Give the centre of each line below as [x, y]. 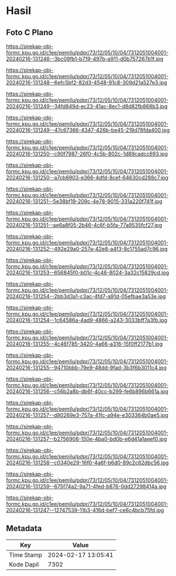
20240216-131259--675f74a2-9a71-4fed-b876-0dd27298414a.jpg [86, 486]
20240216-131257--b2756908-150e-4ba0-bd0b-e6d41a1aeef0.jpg [87, 439]
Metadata [24, 528]
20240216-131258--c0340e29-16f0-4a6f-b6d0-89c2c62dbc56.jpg [87, 463]
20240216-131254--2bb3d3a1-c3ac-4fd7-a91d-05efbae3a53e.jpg [86, 296]
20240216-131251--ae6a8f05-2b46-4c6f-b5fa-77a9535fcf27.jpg [84, 225]
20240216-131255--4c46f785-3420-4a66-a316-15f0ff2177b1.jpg [84, 344]
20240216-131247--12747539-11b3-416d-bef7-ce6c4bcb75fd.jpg [85, 510]
